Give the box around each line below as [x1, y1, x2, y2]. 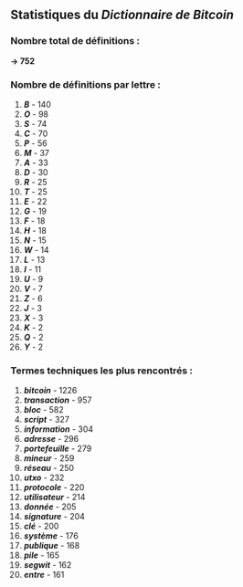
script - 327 [23, 414, 69, 425]
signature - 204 [23, 511, 86, 522]
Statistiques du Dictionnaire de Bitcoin [10, 7, 234, 23]
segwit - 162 [23, 560, 72, 571]
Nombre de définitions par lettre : [10, 78, 161, 90]
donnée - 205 [23, 501, 77, 512]
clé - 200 [23, 520, 59, 532]
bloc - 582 [23, 404, 65, 415]
